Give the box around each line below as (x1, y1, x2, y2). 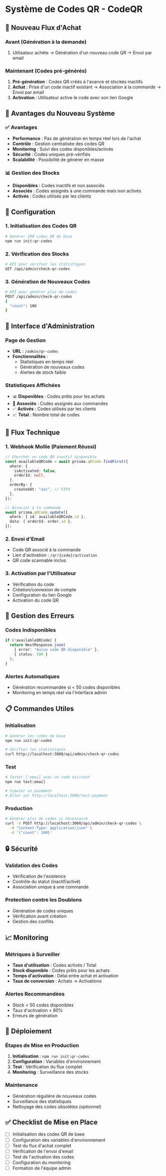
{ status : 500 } (14, 652, 48, 657)
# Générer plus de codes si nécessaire (5, 816, 88, 821)
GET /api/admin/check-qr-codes (5, 266, 70, 271)
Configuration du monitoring (12, 1159, 71, 1166)
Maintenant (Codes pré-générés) (5, 67, 87, 74)
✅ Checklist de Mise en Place (5, 1118, 98, 1127)
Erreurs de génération (12, 1012, 58, 1018)
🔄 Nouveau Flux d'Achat (5, 23, 81, 32)
